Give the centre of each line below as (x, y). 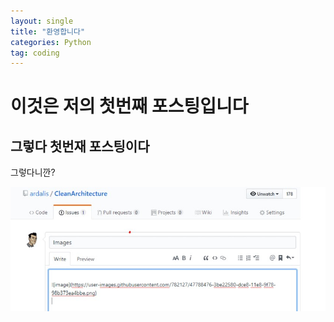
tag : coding (35, 53)
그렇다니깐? (33, 172)
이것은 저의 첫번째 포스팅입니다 (129, 106)
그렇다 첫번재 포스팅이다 (80, 146)
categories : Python (51, 42)
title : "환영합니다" (48, 31)
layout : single (42, 21)
